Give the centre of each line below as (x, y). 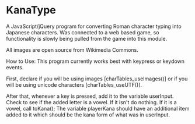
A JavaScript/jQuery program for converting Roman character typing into (94, 26)
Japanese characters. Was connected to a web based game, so (83, 32)
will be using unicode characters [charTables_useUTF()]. (74, 84)
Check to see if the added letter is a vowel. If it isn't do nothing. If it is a (91, 102)
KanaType (31, 10)
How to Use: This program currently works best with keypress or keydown (95, 61)
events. (15, 67)
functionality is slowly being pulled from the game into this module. (87, 38)
